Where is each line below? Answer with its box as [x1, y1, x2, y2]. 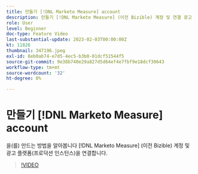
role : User [6, 20, 33, 26]
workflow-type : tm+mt [6, 64, 60, 71]
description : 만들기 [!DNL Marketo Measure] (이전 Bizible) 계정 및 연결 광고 [6, 14, 193, 20]
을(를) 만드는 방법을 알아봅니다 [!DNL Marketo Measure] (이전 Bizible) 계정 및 [6, 142, 190, 149]
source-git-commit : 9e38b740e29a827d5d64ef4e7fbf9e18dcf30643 [6, 59, 165, 65]
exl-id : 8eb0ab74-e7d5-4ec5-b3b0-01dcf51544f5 [6, 53, 124, 59]
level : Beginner [6, 25, 47, 32]
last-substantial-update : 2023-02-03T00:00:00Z [6, 36, 127, 42]
